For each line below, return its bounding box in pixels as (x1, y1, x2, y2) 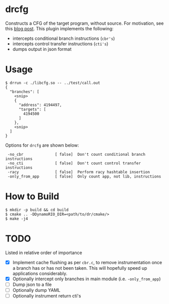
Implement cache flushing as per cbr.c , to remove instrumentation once (12, 259, 162, 265)
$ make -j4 (5, 216, 28, 221)
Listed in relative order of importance (5, 250, 82, 256)
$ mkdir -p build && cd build (5, 207, 69, 212)
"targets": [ (18, 107, 46, 112)
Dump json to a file (12, 281, 52, 287)
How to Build (5, 191, 60, 202)
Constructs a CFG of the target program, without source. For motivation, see (5, 20, 164, 26)
